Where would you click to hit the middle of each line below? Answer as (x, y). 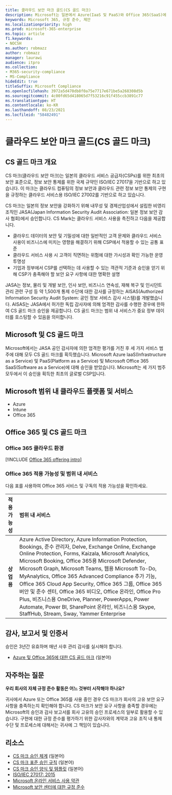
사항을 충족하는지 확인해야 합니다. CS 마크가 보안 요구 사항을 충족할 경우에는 (81, 706)
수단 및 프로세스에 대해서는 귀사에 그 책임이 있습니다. (58, 725)
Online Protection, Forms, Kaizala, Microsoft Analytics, (84, 554)
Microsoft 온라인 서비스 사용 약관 (46, 780)
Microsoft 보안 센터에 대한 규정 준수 (49, 787)
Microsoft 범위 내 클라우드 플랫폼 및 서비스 (69, 392)
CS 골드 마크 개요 (31, 162)
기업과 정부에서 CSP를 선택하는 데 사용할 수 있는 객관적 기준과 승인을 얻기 (86, 267)
